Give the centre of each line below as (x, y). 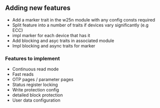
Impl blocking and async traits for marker (54, 45)
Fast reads (23, 74)
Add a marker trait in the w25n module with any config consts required (84, 20)
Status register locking (35, 85)
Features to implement (33, 58)
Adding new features (38, 8)
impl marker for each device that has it (51, 35)
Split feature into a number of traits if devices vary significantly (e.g (80, 25)
